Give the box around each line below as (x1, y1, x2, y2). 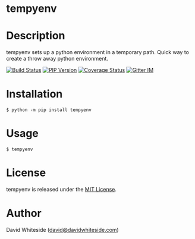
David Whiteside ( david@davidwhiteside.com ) (6, 226, 119, 233)
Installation (6, 87, 63, 101)
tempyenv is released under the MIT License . (6, 185, 117, 193)
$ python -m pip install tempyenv (6, 107, 92, 113)
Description (6, 29, 65, 43)
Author (6, 207, 42, 220)
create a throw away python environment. (6, 55, 109, 62)
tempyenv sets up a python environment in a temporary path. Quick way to (6, 49, 189, 56)
